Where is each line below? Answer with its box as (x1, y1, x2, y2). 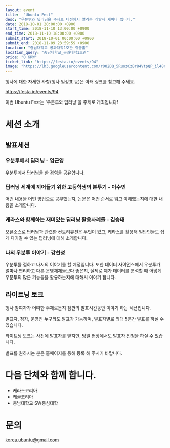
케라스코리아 (12, 387, 38, 393)
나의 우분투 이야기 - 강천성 (5, 249, 65, 256)
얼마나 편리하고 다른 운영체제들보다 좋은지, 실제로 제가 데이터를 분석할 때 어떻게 (5, 267, 162, 274)
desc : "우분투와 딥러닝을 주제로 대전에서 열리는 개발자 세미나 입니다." (5, 17, 135, 22)
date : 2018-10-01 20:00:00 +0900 (5, 21, 76, 27)
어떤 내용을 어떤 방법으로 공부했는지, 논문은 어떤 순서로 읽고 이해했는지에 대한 (5, 196, 158, 202)
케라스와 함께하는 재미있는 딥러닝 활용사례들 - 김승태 (5, 216, 125, 223)
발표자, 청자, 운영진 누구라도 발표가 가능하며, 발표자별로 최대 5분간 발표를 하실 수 (5, 316, 164, 322)
